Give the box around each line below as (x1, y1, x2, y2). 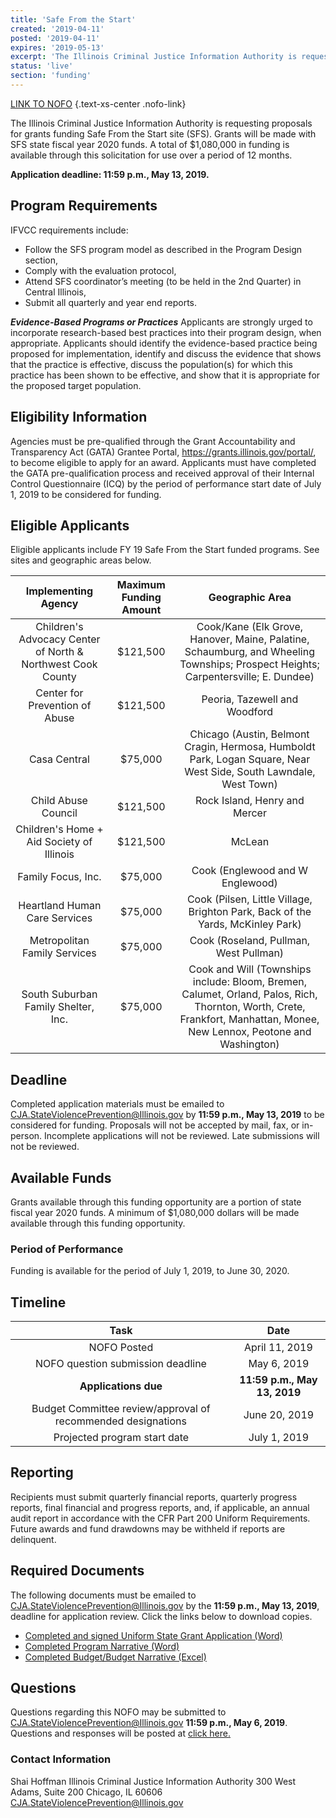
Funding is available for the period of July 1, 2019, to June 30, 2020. (10, 1265, 290, 1277)
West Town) (221, 777, 278, 791)
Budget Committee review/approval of (31, 1402, 211, 1416)
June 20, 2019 (243, 1408, 315, 1422)
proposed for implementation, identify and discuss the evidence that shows (10, 347, 322, 360)
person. (10, 1130, 43, 1142)
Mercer (232, 806, 267, 820)
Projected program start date (53, 1431, 190, 1445)
